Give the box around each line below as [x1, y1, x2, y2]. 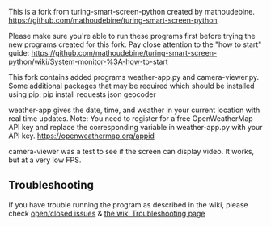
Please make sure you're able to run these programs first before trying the [8, 31, 256, 40]
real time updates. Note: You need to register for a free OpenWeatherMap [8, 114, 253, 123]
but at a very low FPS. [8, 155, 82, 165]
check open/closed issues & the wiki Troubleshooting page [8, 208, 205, 218]
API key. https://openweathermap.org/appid [8, 131, 155, 140]
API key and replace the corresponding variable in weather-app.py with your [8, 123, 263, 132]
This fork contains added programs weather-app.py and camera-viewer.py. [8, 73, 260, 82]
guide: [8, 48, 30, 57]
